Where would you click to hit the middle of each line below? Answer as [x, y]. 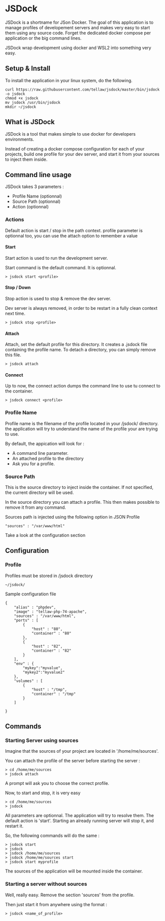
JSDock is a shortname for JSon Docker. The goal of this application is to [79, 22]
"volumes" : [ [28, 681]
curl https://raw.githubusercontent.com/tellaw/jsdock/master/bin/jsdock [82, 90]
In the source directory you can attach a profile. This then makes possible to [82, 502]
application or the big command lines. [43, 38]
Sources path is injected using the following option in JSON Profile [72, 517]
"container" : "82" [51, 651]
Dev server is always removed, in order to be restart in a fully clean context [81, 308]
